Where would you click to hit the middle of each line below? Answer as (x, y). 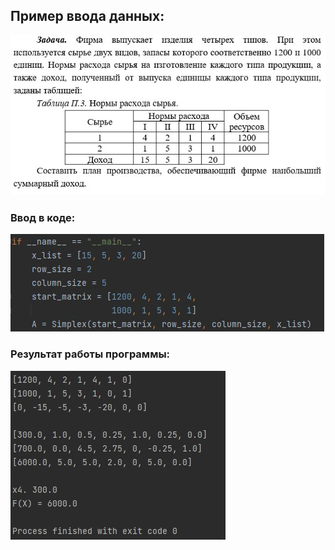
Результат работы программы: (90, 354)
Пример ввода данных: (87, 16)
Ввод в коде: (43, 218)
